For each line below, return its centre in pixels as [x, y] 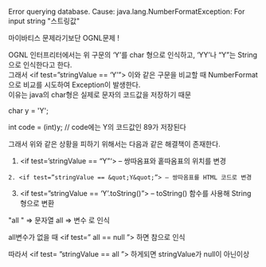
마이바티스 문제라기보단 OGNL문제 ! [64, 38]
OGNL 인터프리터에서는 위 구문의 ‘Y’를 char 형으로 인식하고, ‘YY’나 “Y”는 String [133, 55]
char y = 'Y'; [29, 110]
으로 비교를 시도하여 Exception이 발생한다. [74, 84]
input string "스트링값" [44, 21]
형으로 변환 [37, 203]
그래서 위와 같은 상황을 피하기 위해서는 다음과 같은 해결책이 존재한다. [114, 144]
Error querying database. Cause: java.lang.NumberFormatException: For [127, 12]
